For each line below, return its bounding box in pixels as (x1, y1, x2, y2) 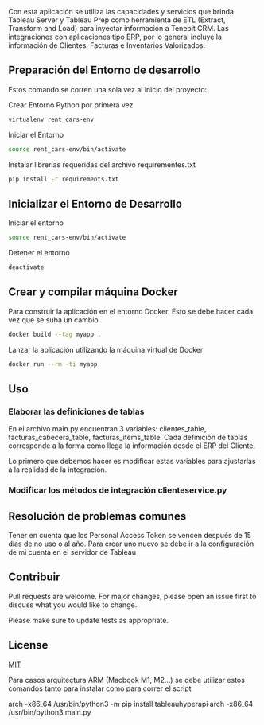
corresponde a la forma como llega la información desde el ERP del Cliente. (8, 441, 256, 450)
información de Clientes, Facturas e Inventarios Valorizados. (8, 41, 205, 50)
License (8, 638, 49, 652)
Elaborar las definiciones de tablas (8, 406, 145, 417)
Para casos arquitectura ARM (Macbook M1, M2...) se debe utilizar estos (8, 675, 245, 684)
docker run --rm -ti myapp (8, 360, 98, 368)
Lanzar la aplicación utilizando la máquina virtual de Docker (8, 345, 204, 354)
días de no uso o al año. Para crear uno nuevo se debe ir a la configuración (8, 539, 254, 548)
